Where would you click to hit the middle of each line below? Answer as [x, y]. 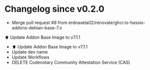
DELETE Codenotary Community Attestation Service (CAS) [71, 62]
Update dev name [30, 52]
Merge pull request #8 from [39, 23]
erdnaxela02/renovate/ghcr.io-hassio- [107, 23]
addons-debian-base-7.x [37, 27]
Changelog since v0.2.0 [55, 9]
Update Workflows [30, 57]
